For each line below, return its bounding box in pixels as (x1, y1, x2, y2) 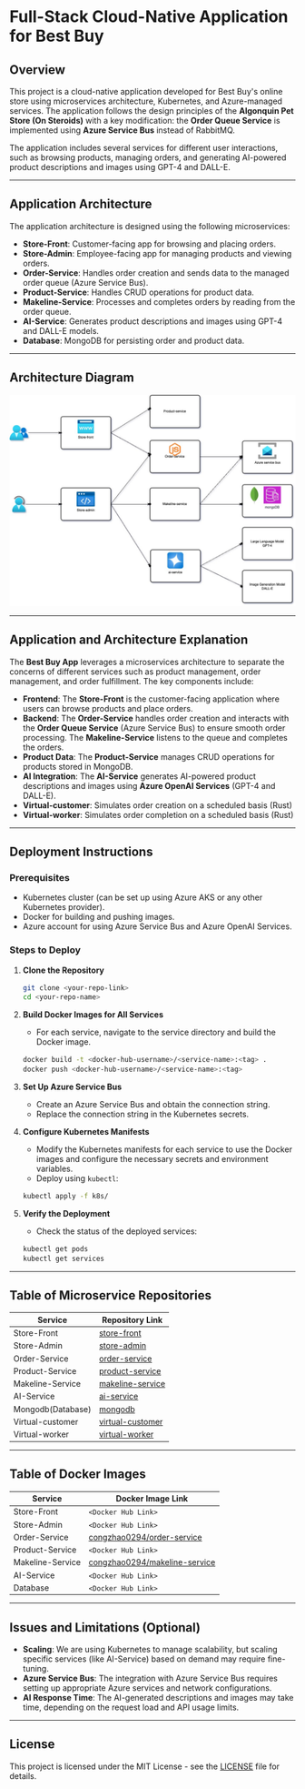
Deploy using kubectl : (35, 1173, 119, 1184)
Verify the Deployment (22, 1208, 111, 1218)
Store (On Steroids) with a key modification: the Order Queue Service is (9, 116, 280, 126)
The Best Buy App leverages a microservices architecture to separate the (9, 656, 285, 667)
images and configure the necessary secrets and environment (35, 1154, 270, 1165)
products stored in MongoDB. (22, 761, 133, 772)
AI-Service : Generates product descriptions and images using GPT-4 (22, 316, 283, 327)
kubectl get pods (22, 1244, 89, 1253)
